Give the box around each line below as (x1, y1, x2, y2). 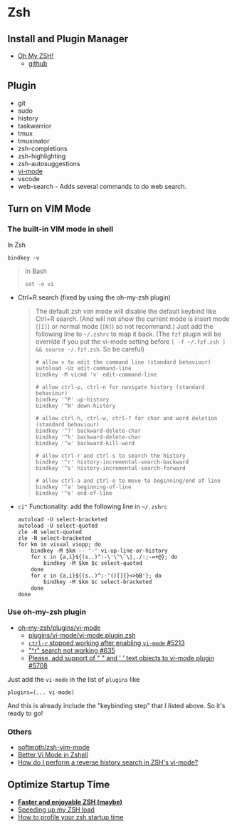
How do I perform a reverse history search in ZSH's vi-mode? (17, 758, 199, 767)
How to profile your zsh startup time (17, 812, 124, 821)
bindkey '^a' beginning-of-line (35, 483, 132, 491)
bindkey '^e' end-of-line (35, 489, 112, 496)
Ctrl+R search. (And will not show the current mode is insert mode (35, 315, 230, 323)
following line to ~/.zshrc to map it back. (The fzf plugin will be (35, 329, 222, 338)
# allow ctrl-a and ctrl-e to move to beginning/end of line (35, 477, 221, 484)
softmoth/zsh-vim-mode (17, 743, 90, 752)
